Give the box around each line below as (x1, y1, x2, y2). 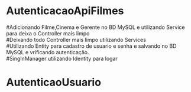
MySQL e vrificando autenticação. (6, 48, 90, 55)
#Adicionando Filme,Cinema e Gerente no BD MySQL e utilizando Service (6, 24, 185, 31)
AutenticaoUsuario (6, 75, 102, 89)
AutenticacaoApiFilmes (6, 4, 124, 18)
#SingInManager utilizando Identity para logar (6, 55, 118, 62)
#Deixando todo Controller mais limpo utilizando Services (6, 36, 147, 43)
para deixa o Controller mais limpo (6, 29, 90, 37)
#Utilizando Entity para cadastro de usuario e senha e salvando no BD (6, 42, 177, 50)
